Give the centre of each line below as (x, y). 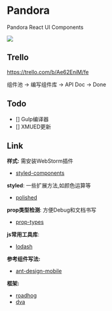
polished (26, 198)
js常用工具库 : (23, 234)
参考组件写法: (24, 259)
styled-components (40, 173)
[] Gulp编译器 (32, 119)
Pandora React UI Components (45, 27)
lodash (24, 247)
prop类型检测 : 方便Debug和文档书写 (52, 210)
